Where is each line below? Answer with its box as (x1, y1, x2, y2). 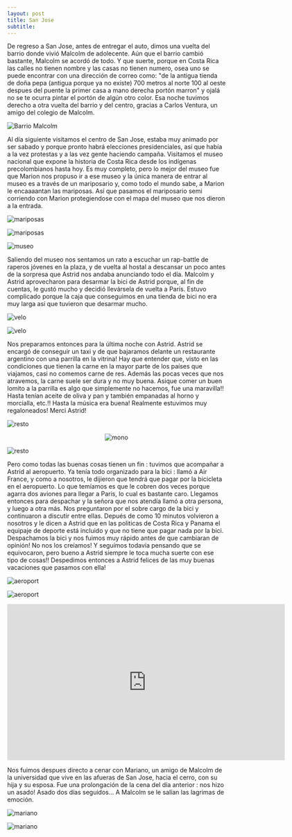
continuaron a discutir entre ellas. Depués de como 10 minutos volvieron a (7, 511, 219, 521)
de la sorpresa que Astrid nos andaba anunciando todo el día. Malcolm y (7, 270, 214, 278)
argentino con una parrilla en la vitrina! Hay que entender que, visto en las (7, 355, 218, 363)
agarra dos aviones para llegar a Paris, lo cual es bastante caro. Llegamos (7, 490, 218, 498)
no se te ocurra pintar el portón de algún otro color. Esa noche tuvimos (7, 94, 209, 102)
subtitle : (7, 23, 36, 30)
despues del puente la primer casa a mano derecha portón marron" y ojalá (7, 86, 221, 94)
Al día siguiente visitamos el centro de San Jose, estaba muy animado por (7, 135, 218, 144)
